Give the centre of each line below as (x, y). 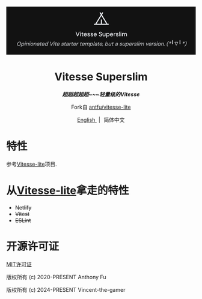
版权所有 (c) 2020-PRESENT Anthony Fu (56, 277)
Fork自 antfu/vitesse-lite (101, 107)
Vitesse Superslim (101, 77)
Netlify (23, 207)
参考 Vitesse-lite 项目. (32, 164)
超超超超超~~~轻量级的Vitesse (101, 94)
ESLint (23, 220)
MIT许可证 (19, 264)
